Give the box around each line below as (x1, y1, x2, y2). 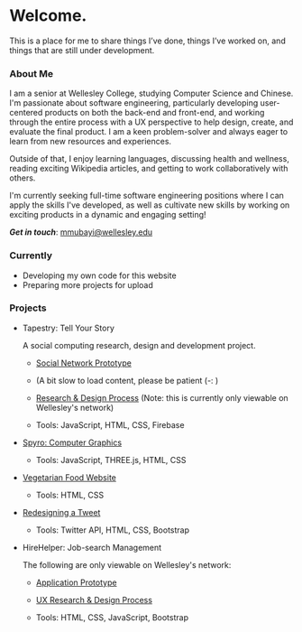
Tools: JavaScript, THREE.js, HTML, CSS (35, 454, 187, 465)
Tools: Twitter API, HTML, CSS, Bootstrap (35, 525, 190, 535)
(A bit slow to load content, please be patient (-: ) (35, 375, 219, 386)
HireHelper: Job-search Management (22, 542, 162, 553)
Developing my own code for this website (22, 270, 178, 281)
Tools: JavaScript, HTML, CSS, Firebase (35, 419, 185, 430)
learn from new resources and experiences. (9, 136, 172, 147)
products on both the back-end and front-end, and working (44, 107, 265, 118)
